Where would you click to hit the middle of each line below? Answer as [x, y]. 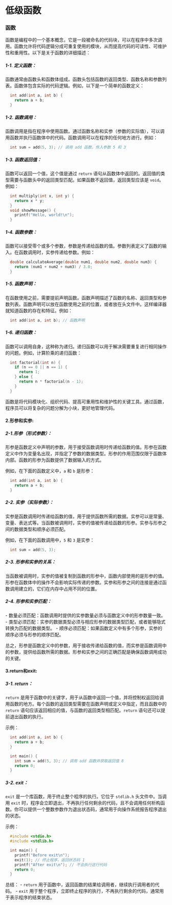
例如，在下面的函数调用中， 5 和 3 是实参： [50, 540]
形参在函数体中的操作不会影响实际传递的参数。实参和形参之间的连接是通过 [84, 582]
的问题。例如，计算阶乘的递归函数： [44, 353]
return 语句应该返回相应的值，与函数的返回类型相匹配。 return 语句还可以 [83, 710]
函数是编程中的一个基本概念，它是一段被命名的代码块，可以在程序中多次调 [84, 40]
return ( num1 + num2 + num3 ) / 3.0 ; [54, 267]
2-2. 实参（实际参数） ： [29, 502]
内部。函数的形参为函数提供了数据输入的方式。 [55, 460]
